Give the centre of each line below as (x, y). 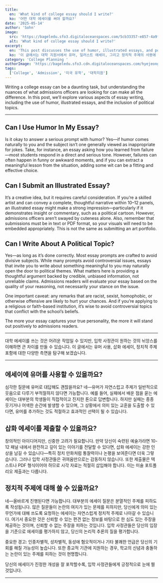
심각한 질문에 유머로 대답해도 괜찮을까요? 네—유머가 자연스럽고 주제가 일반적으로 (81, 387)
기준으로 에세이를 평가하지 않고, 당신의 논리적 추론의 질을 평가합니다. (75, 531)
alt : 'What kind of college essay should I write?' (63, 41)
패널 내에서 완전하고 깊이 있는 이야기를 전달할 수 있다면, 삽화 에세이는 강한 (80, 447)
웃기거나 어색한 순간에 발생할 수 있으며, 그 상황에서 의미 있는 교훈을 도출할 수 (77, 406)
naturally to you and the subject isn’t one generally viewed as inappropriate (80, 144)
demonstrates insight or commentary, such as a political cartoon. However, (80, 213)
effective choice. (22, 170)
